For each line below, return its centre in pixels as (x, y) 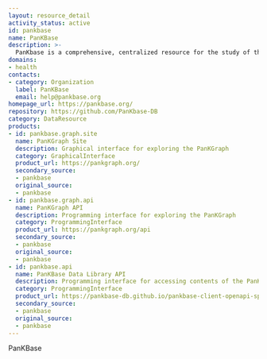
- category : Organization (51, 82)
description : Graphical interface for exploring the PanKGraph (122, 149)
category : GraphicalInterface (65, 156)
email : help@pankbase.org (58, 97)
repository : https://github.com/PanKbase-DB (83, 112)
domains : (23, 60)
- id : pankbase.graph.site (53, 133)
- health (23, 68)
